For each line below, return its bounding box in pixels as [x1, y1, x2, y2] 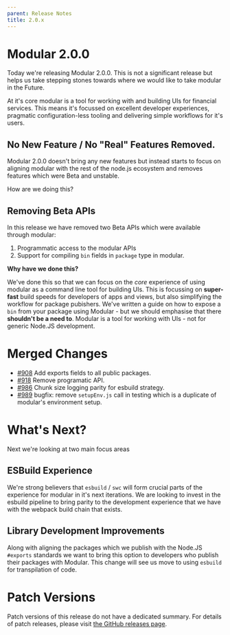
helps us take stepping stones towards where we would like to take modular [7, 76, 222, 85]
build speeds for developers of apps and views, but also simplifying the [20, 293, 222, 301]
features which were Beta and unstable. [7, 171, 120, 180]
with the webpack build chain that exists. [7, 505, 122, 513]
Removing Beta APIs [7, 205, 96, 217]
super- [203, 285, 224, 293]
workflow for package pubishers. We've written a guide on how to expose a [7, 300, 221, 309]
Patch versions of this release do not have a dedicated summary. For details [7, 612, 222, 621]
